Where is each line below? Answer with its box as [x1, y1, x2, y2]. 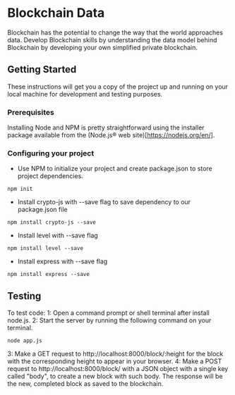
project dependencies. [17, 172, 83, 180]
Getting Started [7, 63, 77, 75]
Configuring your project [7, 148, 95, 158]
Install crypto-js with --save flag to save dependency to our [17, 198, 191, 206]
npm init [7, 185, 33, 193]
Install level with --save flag [17, 231, 99, 240]
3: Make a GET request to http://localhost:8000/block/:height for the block [7, 350, 224, 358]
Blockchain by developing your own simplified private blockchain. [7, 43, 198, 51]
